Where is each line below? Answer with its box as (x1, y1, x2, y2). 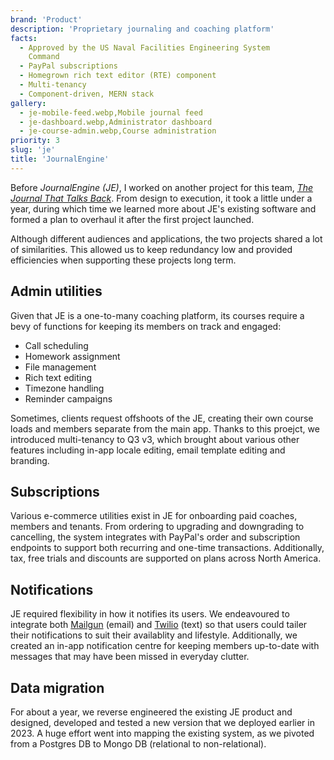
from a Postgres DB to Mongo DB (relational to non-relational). (10, 738, 267, 750)
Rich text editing (24, 371, 93, 383)
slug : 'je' (10, 145, 56, 155)
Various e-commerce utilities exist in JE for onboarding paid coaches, (10, 510, 298, 522)
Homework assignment (24, 350, 121, 362)
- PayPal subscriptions (19, 61, 118, 71)
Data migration (10, 679, 105, 696)
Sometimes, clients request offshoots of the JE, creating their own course (10, 412, 314, 424)
